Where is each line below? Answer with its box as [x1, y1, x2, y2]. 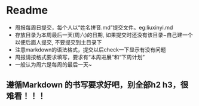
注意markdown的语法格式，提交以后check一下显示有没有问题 [14, 46, 166, 53]
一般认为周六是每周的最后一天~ [14, 60, 93, 68]
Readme [6, 4, 48, 17]
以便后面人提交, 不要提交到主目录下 [14, 38, 102, 46]
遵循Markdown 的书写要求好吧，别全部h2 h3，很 [6, 80, 188, 90]
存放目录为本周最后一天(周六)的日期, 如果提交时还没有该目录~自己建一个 [14, 31, 193, 38]
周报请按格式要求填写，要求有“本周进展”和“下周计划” [14, 53, 145, 60]
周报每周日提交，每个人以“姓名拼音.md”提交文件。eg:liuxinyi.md [14, 24, 173, 31]
